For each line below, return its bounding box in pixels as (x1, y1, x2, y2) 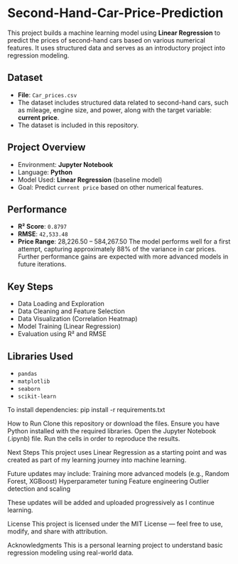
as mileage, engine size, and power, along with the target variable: (17, 105, 212, 114)
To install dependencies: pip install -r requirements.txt (7, 406, 166, 413)
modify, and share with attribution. (7, 527, 108, 536)
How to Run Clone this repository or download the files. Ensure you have (7, 419, 220, 428)
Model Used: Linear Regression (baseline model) (17, 175, 163, 184)
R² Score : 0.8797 (17, 222, 67, 231)
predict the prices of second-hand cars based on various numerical (7, 36, 206, 44)
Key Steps (7, 281, 53, 293)
